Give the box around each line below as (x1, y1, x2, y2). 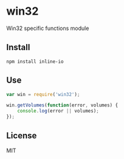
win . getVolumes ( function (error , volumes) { (6, 102, 119, 108)
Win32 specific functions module (6, 24, 89, 32)
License (6, 130, 37, 141)
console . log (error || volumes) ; (17, 108, 99, 114)
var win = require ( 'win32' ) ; (6, 91, 80, 97)
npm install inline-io (6, 58, 64, 65)
